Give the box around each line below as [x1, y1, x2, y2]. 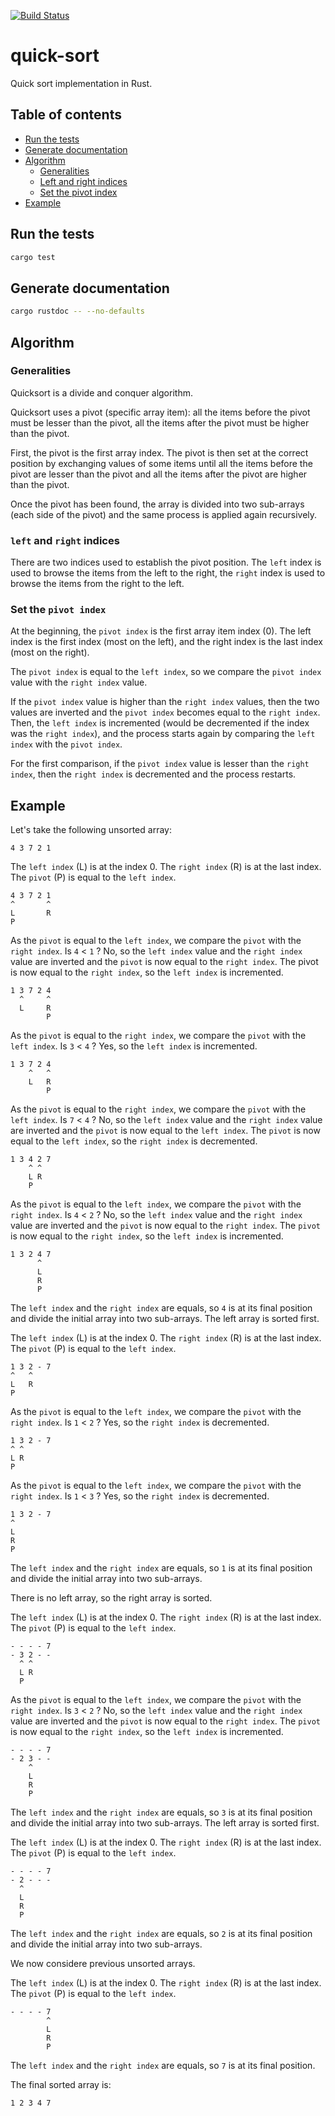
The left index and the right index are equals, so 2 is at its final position [10, 1928, 313, 1940]
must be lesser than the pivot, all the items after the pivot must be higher [10, 416, 310, 429]
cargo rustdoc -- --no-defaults [10, 306, 145, 317]
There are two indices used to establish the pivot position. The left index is [10, 556, 322, 569]
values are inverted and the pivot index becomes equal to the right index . [10, 706, 321, 719]
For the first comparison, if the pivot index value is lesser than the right [10, 758, 310, 770]
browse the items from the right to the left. [10, 578, 185, 590]
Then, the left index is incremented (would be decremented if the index [10, 717, 310, 729]
